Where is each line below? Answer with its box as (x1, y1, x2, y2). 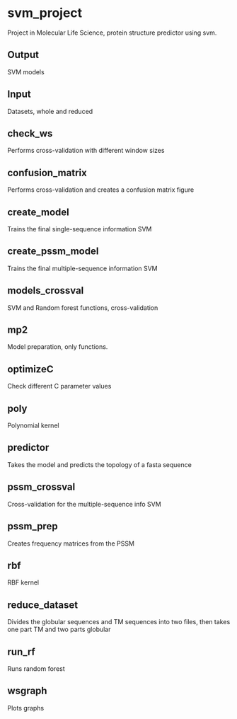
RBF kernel (7, 578, 40, 587)
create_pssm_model (7, 246, 99, 258)
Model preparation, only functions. (7, 343, 108, 351)
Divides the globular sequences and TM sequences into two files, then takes (7, 618, 231, 626)
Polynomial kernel (7, 421, 59, 430)
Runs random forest (7, 664, 65, 673)
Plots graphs (7, 703, 45, 712)
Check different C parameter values (7, 382, 112, 391)
